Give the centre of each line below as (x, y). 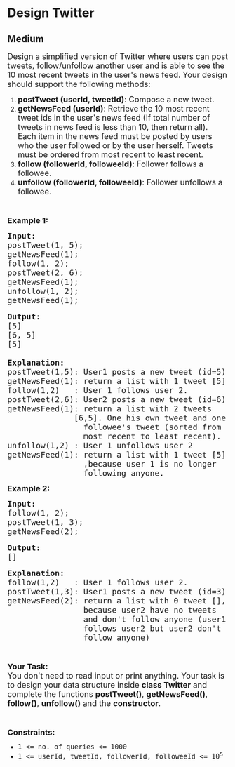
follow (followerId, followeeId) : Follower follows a (110, 164)
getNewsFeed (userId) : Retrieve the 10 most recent (113, 109)
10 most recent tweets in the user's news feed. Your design (117, 75)
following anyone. (124, 473)
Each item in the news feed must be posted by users (115, 136)
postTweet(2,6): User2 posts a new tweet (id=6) (117, 399)
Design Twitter (51, 13)
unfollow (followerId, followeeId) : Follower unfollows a (120, 182)
